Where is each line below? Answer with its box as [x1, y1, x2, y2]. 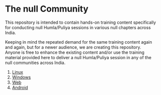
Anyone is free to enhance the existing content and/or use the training [5, 49, 145, 55]
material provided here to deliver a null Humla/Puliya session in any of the [5, 54, 151, 60]
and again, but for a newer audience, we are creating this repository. [5, 44, 141, 50]
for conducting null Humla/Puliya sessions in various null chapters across [5, 24, 151, 30]
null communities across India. [5, 60, 66, 65]
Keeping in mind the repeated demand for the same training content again [5, 39, 152, 45]
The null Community [5, 3, 88, 15]
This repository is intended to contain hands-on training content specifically [5, 19, 156, 25]
